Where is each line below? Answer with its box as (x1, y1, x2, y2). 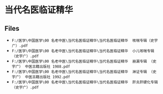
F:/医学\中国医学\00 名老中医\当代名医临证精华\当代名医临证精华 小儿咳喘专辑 (11, 48, 155, 53)
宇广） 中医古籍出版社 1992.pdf (11, 74, 70, 79)
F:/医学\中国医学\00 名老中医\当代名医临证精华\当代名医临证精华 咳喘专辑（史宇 (11, 38, 158, 43)
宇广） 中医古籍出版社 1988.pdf (11, 64, 70, 69)
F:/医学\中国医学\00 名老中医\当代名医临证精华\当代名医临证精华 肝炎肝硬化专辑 (11, 80, 158, 85)
